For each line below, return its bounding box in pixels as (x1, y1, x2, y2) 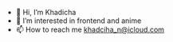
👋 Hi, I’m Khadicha (15, 8, 77, 17)
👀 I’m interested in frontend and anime (15, 16, 142, 25)
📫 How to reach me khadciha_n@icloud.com (15, 25, 165, 34)
